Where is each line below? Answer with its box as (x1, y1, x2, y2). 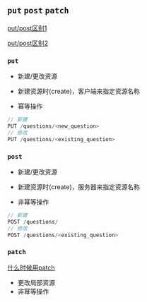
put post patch (7, 6, 69, 16)
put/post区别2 (7, 39, 48, 47)
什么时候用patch (7, 263, 55, 272)
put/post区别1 (7, 23, 47, 32)
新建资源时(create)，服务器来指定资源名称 (17, 182, 140, 191)
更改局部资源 (17, 278, 55, 286)
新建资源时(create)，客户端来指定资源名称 (17, 87, 140, 96)
